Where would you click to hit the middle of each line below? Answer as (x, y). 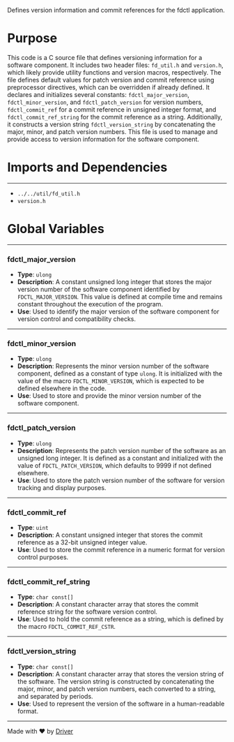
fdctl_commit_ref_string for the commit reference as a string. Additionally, (115, 117)
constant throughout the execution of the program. (90, 304)
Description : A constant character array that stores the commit (108, 604)
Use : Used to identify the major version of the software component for (118, 312)
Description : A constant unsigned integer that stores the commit (110, 535)
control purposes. (43, 557)
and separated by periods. (55, 696)
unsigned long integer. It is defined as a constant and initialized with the (120, 458)
